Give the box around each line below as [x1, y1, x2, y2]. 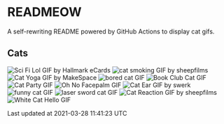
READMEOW [7, 4, 82, 20]
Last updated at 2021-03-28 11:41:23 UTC [7, 109, 127, 117]
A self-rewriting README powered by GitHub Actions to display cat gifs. [7, 27, 215, 36]
